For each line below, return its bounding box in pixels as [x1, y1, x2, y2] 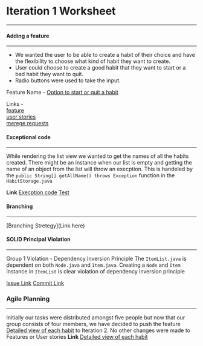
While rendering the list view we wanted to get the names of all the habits [6, 152, 189, 160]
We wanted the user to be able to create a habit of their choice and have [14, 51, 195, 59]
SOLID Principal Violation [6, 236, 71, 243]
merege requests [6, 120, 49, 127]
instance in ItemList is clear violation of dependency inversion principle [6, 267, 185, 275]
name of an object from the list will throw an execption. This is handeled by [6, 165, 193, 173]
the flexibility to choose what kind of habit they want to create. [14, 57, 171, 65]
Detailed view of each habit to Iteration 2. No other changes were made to [6, 327, 190, 334]
